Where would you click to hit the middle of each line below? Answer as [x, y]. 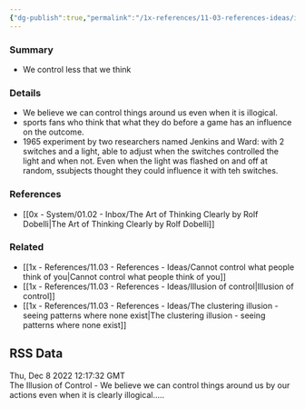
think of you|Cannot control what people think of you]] [124, 276]
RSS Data [36, 354]
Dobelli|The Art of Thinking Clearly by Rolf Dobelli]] [118, 224]
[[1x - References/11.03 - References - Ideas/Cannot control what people [158, 267]
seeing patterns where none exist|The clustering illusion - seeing [144, 315]
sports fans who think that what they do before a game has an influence [157, 123]
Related [27, 247]
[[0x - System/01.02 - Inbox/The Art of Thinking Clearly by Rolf [140, 214]
